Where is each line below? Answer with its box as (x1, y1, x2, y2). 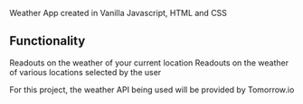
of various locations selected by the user (9, 66, 162, 77)
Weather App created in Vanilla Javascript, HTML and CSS (9, 8, 228, 18)
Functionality (9, 33, 86, 48)
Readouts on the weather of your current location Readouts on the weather (9, 57, 289, 68)
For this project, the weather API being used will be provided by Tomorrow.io (9, 84, 295, 95)
